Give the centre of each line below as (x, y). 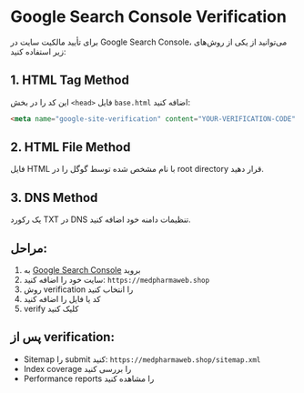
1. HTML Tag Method (70, 81)
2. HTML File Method (71, 147)
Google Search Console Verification (149, 17)
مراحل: (29, 248)
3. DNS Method (54, 197)
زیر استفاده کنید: (38, 51)
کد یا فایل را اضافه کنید (62, 299)
